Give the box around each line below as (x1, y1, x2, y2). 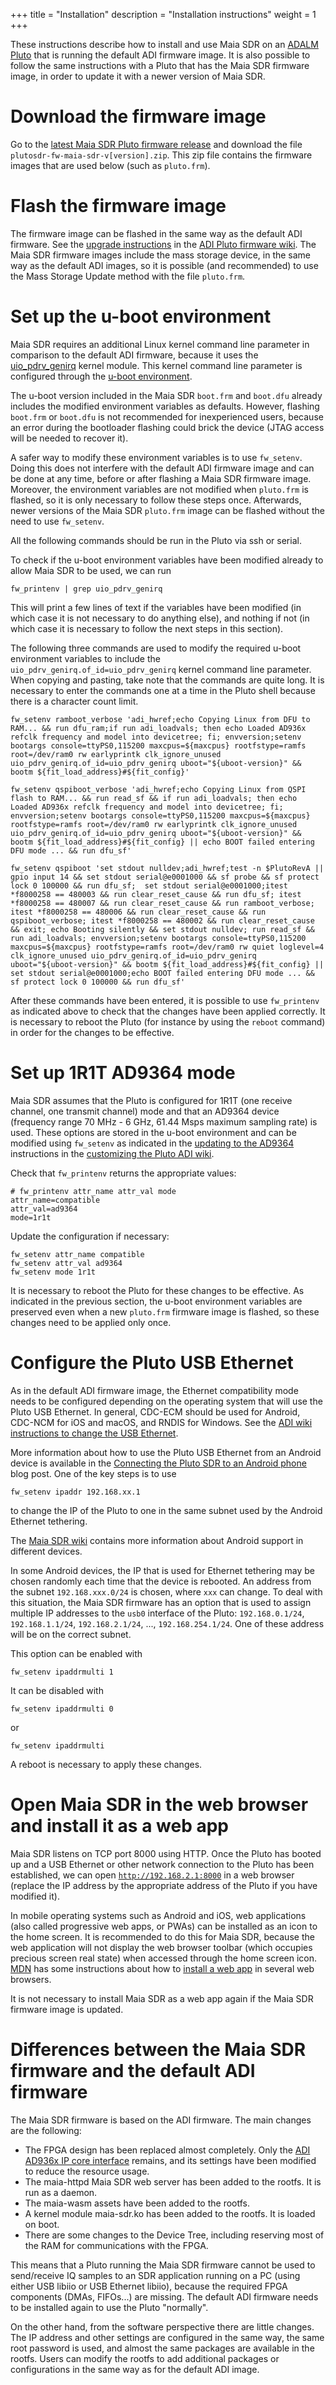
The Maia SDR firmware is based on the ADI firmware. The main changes (10, 2114, 312, 2126)
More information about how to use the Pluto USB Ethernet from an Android (10, 1446, 322, 1458)
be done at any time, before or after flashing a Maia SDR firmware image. (10, 472, 312, 484)
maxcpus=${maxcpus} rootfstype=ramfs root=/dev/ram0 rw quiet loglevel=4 (10, 942, 325, 952)
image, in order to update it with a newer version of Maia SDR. (10, 70, 266, 82)
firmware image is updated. (10, 2003, 124, 2015)
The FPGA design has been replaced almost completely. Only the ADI (24, 2144, 311, 2156)
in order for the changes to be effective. (10, 1026, 175, 1038)
